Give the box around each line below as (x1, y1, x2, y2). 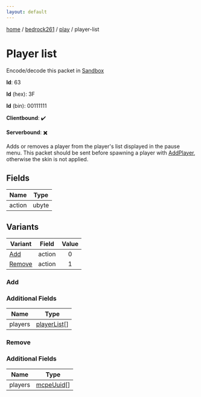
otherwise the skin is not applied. (6, 155, 89, 162)
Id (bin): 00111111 (6, 102, 47, 109)
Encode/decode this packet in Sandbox (6, 67, 104, 74)
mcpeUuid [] (36, 380, 71, 389)
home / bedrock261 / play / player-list (6, 25, 100, 33)
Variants (6, 222, 39, 232)
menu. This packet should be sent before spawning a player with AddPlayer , (6, 149, 196, 156)
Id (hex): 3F (6, 90, 35, 98)
